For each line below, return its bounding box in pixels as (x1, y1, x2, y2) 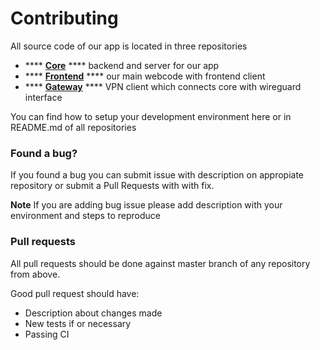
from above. (10, 268, 61, 280)
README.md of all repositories (10, 121, 137, 133)
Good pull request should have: (10, 287, 140, 299)
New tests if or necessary (24, 317, 132, 329)
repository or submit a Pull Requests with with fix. (10, 180, 215, 192)
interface (24, 91, 63, 103)
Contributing (10, 7, 119, 30)
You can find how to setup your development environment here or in (10, 110, 292, 122)
